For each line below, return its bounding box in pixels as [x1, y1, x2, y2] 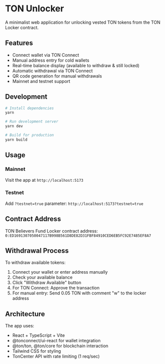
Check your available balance [12, 275, 73, 281]
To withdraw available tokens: [5, 260, 66, 266]
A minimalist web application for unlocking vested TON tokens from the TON [5, 19, 161, 25]
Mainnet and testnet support [12, 78, 71, 84]
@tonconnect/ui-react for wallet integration [12, 338, 101, 344]
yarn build [5, 137, 28, 142]
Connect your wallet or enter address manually [12, 269, 108, 275]
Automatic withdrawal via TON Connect [12, 68, 93, 74]
